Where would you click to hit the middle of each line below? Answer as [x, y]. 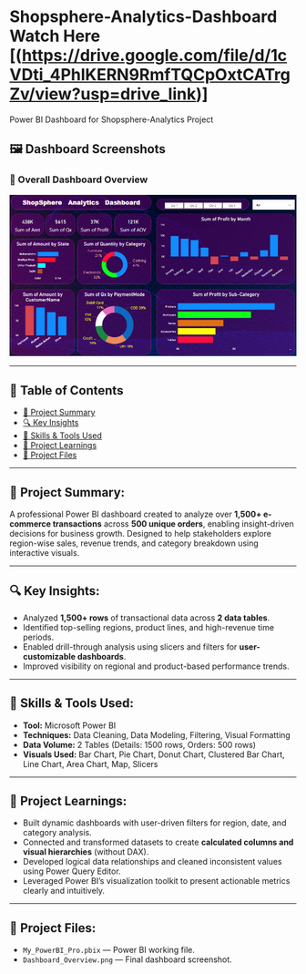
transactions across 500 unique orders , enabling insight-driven [173, 523]
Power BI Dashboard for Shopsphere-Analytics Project [112, 119]
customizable [49, 656]
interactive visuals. [45, 552]
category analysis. [57, 833]
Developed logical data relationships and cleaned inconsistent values [152, 862]
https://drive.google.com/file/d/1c [154, 56]
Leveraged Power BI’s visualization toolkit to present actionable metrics [156, 881]
